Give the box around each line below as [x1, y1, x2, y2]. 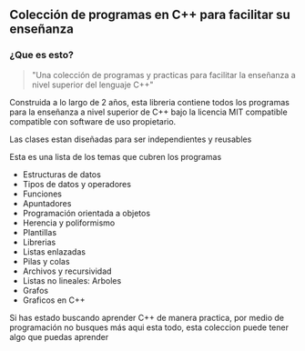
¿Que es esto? [9, 49, 75, 62]
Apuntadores [22, 197, 72, 208]
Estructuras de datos [22, 168, 102, 180]
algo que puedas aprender [9, 331, 109, 342]
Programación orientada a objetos [22, 207, 151, 218]
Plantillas [22, 226, 57, 237]
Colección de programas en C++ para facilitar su [9, 7, 291, 23]
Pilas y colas [22, 256, 70, 266]
